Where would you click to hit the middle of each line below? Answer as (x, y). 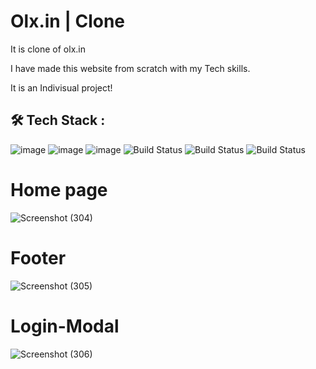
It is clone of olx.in (48, 49)
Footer (38, 257)
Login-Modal (65, 326)
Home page (59, 189)
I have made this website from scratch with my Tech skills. (130, 68)
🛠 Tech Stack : (58, 120)
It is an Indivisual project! (61, 87)
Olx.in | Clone (68, 21)
